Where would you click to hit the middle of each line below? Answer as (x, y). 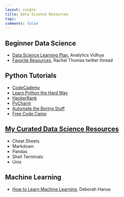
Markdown (23, 146)
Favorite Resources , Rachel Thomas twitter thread (62, 60)
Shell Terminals (28, 156)
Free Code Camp (29, 113)
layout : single (21, 10)
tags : (10, 19)
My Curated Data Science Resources (62, 129)
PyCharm (21, 103)
